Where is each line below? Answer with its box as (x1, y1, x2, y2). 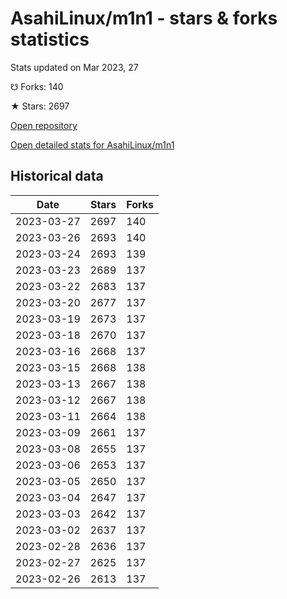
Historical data (10, 168, 104, 185)
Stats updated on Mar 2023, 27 (10, 61, 139, 73)
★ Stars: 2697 (10, 100, 70, 112)
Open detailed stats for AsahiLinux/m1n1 (10, 138, 175, 151)
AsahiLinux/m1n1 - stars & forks (10, 7, 278, 30)
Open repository (10, 119, 78, 131)
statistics (10, 28, 90, 51)
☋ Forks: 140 (10, 80, 64, 92)
